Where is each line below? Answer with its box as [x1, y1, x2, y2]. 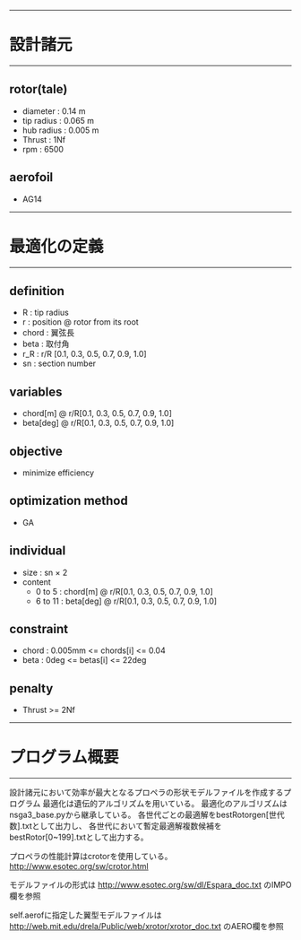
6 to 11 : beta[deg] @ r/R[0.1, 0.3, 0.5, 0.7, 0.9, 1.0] [35, 596, 218, 606]
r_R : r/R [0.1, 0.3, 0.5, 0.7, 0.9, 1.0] [21, 349, 147, 360]
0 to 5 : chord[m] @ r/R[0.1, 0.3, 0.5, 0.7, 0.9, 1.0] [35, 586, 213, 596]
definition [9, 283, 65, 299]
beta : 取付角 [21, 338, 70, 350]
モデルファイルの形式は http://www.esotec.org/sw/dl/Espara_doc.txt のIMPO [9, 880, 292, 891]
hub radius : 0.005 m [21, 125, 99, 135]
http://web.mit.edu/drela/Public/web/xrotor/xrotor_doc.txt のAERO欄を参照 [9, 921, 284, 932]
